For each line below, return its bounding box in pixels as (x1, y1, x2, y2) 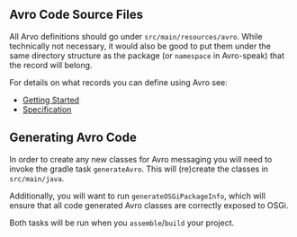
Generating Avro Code (9, 130, 137, 145)
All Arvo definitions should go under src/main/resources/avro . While (9, 31, 263, 41)
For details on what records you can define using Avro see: (9, 76, 228, 88)
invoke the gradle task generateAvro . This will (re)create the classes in (9, 163, 268, 174)
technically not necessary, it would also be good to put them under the (9, 40, 272, 51)
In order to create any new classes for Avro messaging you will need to (9, 154, 273, 164)
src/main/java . (9, 172, 65, 183)
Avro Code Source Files (9, 7, 144, 22)
